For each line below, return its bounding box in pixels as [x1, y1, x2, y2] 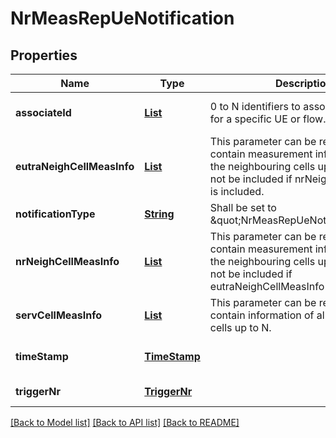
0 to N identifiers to [209, 100, 301, 113]
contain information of [209, 308, 315, 322]
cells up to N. [209, 321, 272, 334]
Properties [10, 47, 78, 64]
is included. [209, 185, 265, 198]
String [144, 207, 175, 221]
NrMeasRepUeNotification [10, 7, 235, 30]
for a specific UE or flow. [209, 112, 327, 126]
